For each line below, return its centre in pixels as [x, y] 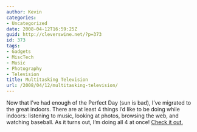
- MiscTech [20, 57]
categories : [21, 18]
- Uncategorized [27, 23]
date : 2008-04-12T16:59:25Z [42, 29]
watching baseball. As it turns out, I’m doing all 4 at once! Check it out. [95, 122]
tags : [13, 46]
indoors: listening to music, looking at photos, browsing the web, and [93, 116]
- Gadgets [19, 52]
